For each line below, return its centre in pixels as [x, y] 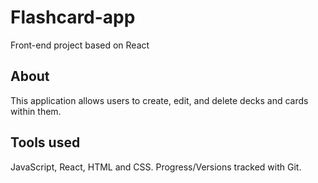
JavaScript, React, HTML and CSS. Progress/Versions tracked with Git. [156, 167]
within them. [36, 111]
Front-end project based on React [80, 45]
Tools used [45, 142]
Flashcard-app [73, 17]
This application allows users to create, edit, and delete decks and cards [159, 100]
